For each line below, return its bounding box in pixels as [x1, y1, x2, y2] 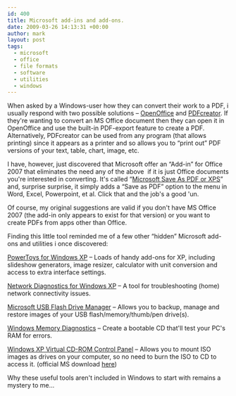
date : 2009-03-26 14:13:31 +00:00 [7, 23, 109, 30]
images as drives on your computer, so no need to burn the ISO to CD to [7, 352, 217, 361]
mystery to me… [7, 381, 55, 390]
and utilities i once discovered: [19, 240, 108, 248]
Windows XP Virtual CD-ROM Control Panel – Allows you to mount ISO [7, 345, 211, 354]
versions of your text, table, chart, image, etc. [7, 146, 139, 155]
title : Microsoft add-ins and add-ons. [7, 17, 125, 24]
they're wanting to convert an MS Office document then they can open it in [7, 117, 225, 125]
